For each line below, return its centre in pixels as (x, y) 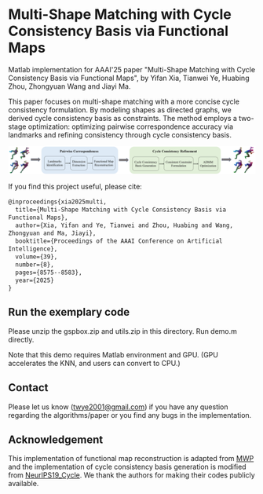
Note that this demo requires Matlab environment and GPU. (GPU (113, 354)
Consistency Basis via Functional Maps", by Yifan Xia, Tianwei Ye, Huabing (129, 78)
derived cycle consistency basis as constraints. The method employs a (123, 118)
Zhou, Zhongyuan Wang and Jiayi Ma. (69, 86)
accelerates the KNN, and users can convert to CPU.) (94, 363)
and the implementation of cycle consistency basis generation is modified (127, 467)
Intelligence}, (33, 249)
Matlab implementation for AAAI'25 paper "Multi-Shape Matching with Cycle (132, 69)
